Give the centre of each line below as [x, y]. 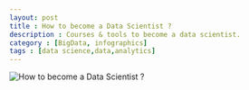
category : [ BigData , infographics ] [78, 43]
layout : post [34, 18]
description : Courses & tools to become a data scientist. [125, 34]
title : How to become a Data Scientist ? [91, 26]
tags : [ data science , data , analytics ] [82, 51]
